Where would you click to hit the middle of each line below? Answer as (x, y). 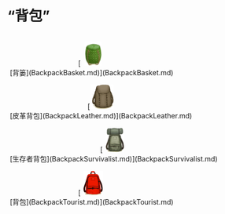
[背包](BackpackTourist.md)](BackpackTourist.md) (92, 201)
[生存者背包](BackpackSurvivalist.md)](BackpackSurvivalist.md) (114, 158)
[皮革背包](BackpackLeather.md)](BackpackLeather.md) (101, 115)
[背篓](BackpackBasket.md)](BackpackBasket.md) (92, 72)
